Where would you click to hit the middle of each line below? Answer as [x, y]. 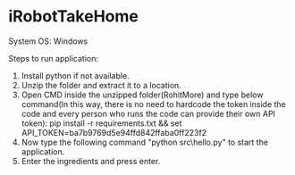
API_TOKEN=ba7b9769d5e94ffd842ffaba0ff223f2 [114, 132]
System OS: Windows [48, 41]
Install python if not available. [76, 75]
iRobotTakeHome [74, 17]
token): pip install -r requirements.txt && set [101, 123]
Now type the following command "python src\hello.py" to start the [145, 142]
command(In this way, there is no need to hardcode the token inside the [154, 104]
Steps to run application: [54, 58]
